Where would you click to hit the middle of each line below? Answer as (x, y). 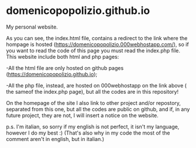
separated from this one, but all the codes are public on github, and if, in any (98, 109)
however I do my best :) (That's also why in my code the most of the (88, 133)
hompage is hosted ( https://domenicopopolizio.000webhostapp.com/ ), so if (97, 44)
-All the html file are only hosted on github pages (65, 68)
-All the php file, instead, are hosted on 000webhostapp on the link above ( (97, 85)
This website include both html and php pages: (63, 57)
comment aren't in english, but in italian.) (55, 139)
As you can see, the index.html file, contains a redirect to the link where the (97, 38)
